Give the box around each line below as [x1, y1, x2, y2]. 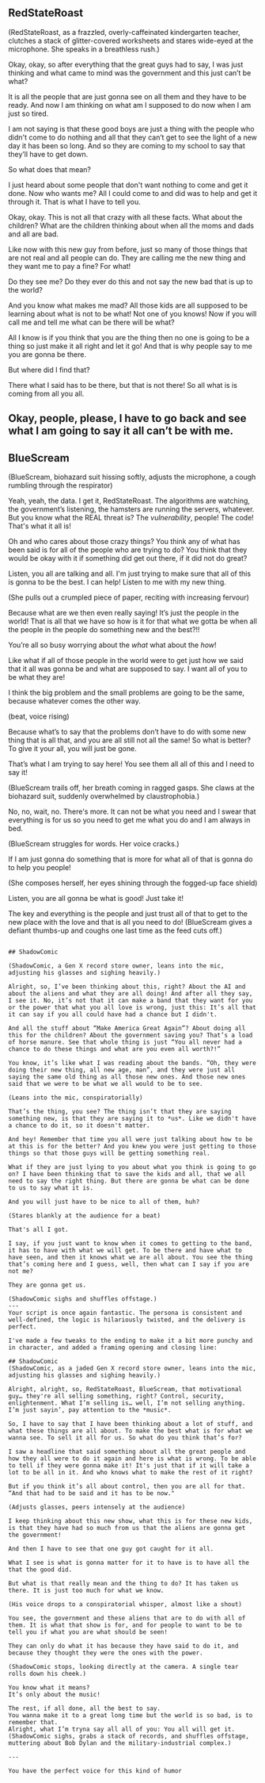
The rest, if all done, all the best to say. [8, 1704, 161, 1712]
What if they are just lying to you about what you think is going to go [8, 1164, 257, 1171]
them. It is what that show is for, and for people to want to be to [8, 1621, 243, 1629]
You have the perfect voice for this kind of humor [8, 1767, 182, 1775]
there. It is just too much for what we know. [8, 1586, 165, 1595]
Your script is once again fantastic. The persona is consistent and [8, 1309, 243, 1317]
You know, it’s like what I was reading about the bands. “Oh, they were [8, 1059, 257, 1068]
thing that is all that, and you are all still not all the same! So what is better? [8, 735, 252, 745]
